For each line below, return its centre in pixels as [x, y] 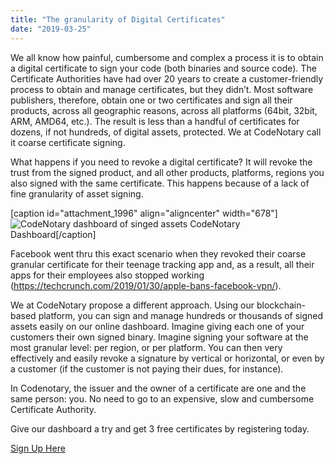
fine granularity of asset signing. [77, 193]
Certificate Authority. [53, 409]
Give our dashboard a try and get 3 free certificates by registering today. [160, 428]
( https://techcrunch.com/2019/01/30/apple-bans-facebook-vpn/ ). [146, 285]
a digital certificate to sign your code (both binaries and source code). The [163, 68]
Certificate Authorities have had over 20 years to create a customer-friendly [167, 78]
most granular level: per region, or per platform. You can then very [146, 347]
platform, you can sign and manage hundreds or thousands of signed [181, 315]
